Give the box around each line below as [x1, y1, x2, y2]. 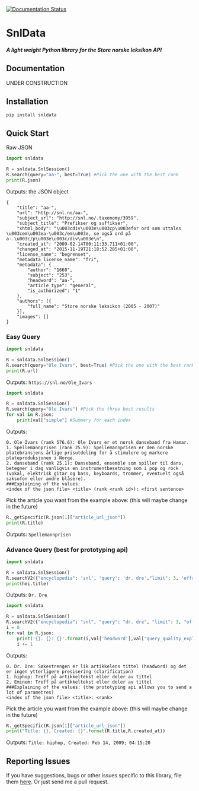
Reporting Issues [6, 756, 70, 766]
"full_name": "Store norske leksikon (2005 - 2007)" [27, 303, 161, 309]
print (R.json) [6, 177, 41, 183]
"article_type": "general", [27, 282, 97, 288]
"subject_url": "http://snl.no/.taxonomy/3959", [17, 215, 139, 221]
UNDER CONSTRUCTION [6, 79, 68, 86]
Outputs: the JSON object [6, 188, 69, 195]
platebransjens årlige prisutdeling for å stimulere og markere [6, 450, 168, 456]
